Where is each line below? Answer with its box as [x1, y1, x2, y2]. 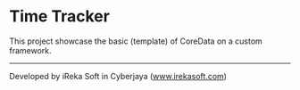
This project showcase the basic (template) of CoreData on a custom [9, 36, 263, 46]
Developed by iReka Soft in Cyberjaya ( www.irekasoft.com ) [9, 70, 228, 81]
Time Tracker [9, 6, 110, 27]
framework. [9, 45, 52, 55]
